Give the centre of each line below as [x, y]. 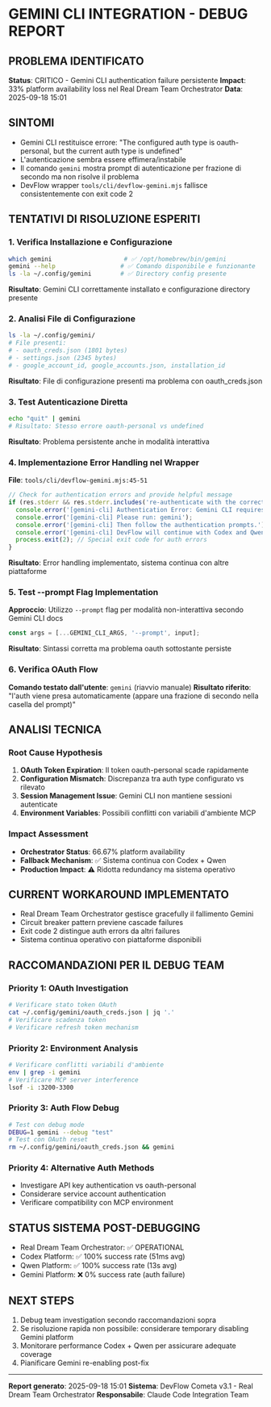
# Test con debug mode [46, 1124]
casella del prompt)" [42, 704]
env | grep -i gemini [45, 1072]
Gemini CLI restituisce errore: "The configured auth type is [117, 142]
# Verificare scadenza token [57, 1020]
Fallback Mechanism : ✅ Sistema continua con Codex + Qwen [123, 860]
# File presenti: [38, 343]
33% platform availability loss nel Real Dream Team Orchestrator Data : [126, 89]
